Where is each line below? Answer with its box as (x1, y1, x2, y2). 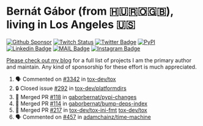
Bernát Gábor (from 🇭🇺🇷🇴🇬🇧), (6, 4, 174, 18)
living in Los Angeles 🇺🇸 (6, 18, 136, 32)
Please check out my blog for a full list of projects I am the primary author (6, 56, 192, 64)
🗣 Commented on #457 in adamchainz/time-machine (15, 113, 152, 120)
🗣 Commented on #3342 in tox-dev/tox (15, 75, 116, 83)
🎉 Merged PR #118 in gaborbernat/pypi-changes (15, 93, 137, 100)
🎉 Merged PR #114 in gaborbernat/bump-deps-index (15, 100, 148, 107)
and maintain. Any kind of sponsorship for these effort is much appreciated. (6, 63, 197, 70)
